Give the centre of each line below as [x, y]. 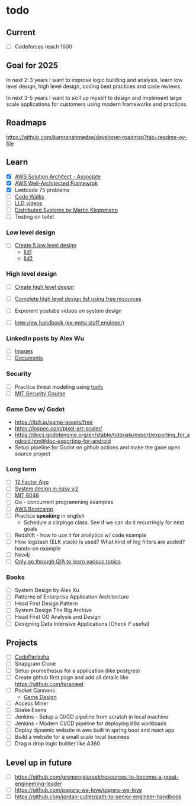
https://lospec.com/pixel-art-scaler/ [58, 428]
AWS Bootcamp [34, 509]
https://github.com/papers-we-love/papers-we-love [78, 790]
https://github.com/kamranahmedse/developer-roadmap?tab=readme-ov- [97, 137]
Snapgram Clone [35, 664]
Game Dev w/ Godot [36, 409]
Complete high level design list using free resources [78, 298]
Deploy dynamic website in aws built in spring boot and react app [94, 730]
